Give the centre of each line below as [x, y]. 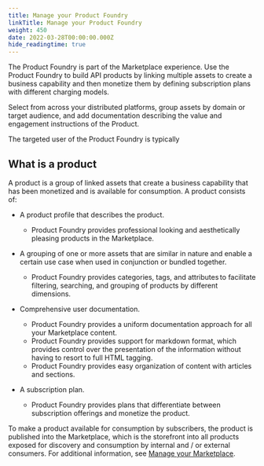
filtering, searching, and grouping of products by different [125, 285]
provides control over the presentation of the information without [136, 349]
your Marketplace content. [74, 332]
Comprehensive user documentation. [79, 309]
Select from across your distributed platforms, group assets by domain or [127, 108]
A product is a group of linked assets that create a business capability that [128, 182]
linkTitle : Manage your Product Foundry [75, 23]
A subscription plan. [52, 389]
